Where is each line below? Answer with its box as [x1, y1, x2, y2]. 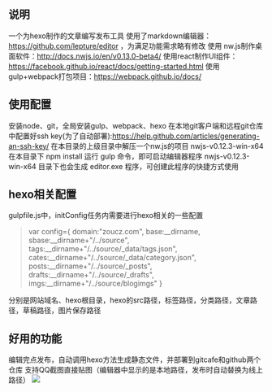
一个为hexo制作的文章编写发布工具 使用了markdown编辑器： [8, 31, 212, 41]
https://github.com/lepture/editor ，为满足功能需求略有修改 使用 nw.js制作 [8, 41, 256, 50]
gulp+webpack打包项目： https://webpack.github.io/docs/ [8, 72, 201, 81]
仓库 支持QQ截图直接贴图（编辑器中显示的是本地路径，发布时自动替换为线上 [8, 365, 264, 375]
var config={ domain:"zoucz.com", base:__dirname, [28, 227, 201, 237]
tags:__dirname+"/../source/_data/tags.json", [28, 244, 178, 254]
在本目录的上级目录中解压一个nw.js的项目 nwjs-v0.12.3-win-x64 [50, 141, 264, 150]
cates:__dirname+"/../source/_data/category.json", [28, 253, 196, 263]
